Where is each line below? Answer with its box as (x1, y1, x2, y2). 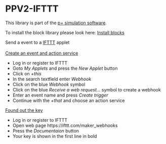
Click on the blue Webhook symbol (12, 81, 86, 87)
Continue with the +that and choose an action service (12, 97, 125, 104)
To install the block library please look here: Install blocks (5, 29, 125, 35)
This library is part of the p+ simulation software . (5, 20, 107, 26)
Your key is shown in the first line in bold (12, 133, 97, 139)
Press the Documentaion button (12, 127, 79, 134)
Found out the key (5, 107, 43, 113)
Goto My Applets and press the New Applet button (12, 65, 118, 71)
